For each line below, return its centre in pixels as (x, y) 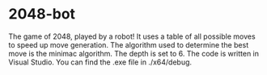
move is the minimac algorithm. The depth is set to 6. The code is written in (134, 53)
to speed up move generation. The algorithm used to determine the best (129, 44)
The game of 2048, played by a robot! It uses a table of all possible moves (132, 36)
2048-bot (42, 14)
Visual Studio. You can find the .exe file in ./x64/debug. (100, 62)
